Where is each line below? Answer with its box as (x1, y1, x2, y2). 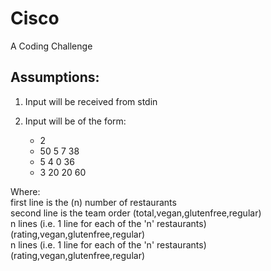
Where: (10, 185, 41, 197)
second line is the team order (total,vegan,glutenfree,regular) (10, 207, 262, 219)
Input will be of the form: (24, 115, 127, 127)
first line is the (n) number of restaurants (10, 196, 177, 208)
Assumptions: (10, 69, 100, 86)
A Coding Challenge (10, 40, 93, 52)
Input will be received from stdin (24, 95, 158, 107)
